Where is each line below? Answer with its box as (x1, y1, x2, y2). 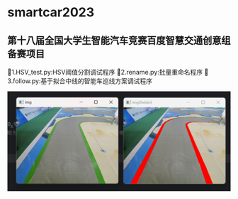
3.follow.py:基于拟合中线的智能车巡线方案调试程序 (7, 77, 153, 85)
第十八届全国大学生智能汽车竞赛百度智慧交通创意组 (7, 34, 231, 46)
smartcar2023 (7, 4, 95, 21)
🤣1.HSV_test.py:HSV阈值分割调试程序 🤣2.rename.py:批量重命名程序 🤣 (7, 68, 209, 76)
